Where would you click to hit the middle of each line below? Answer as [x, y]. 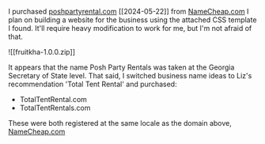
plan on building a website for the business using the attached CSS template [132, 20]
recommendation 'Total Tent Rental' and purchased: [93, 84]
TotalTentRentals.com [55, 108]
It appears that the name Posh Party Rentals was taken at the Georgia [121, 67]
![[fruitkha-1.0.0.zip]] [42, 52]
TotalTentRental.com [53, 99]
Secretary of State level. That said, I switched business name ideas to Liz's [130, 76]
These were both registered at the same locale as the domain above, [120, 123]
